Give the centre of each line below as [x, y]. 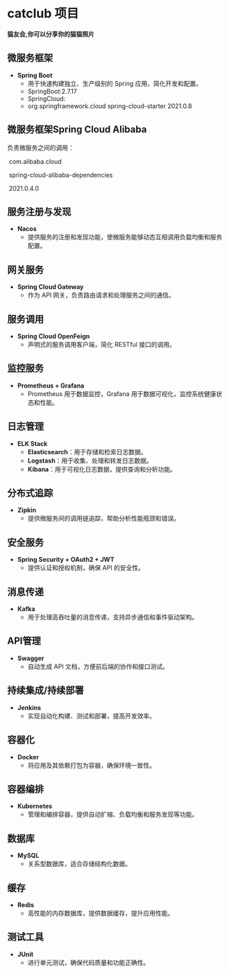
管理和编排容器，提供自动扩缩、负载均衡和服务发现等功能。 [113, 814]
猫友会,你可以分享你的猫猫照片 [51, 34]
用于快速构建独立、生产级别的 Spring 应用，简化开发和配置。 [115, 83]
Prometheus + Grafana [51, 386]
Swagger [31, 658]
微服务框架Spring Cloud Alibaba [77, 129]
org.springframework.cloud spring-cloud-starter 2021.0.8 [110, 106]
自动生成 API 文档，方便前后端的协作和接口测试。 [98, 666]
